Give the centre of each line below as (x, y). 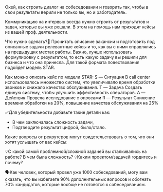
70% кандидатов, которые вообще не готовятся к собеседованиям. (75, 184)
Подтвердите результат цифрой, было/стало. (59, 127)
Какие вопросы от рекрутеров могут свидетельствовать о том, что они (80, 137)
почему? (14, 162)
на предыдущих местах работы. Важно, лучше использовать (69, 52)
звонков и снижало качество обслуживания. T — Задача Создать (74, 87)
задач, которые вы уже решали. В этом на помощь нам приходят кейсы (80, 27)
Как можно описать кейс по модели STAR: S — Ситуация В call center (78, 77)
